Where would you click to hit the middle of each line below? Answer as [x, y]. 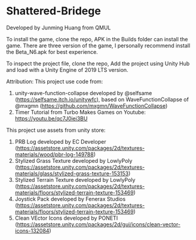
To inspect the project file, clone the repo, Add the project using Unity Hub [98, 63]
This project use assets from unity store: [56, 130]
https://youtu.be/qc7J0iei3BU [51, 119]
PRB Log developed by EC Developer [60, 141]
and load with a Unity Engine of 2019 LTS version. [67, 69]
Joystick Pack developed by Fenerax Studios [70, 199]
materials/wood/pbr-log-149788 [54, 154]
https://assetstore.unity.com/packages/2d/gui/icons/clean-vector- [99, 224]
